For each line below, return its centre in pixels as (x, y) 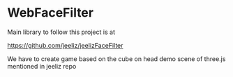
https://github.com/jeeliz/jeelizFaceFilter (65, 45)
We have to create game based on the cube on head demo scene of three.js (116, 59)
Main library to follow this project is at (61, 32)
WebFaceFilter (51, 13)
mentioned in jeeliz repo (42, 66)
